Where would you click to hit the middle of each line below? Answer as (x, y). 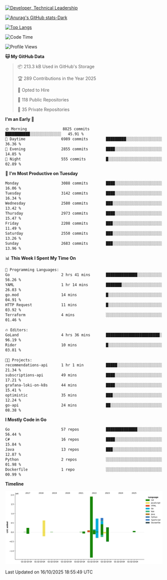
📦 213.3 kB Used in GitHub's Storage (56, 66)
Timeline (14, 484)
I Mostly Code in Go (26, 419)
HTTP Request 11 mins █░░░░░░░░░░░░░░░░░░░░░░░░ (84, 305)
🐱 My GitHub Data (25, 56)
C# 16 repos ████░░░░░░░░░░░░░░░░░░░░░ (84, 440)
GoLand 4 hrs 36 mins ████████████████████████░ (84, 335)
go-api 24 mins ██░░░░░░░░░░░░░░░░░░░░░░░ (84, 405)
